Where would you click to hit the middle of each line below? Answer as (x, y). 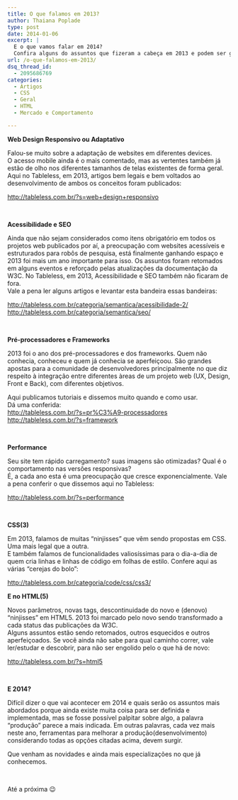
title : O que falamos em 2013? (53, 14)
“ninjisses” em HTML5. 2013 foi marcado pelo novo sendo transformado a (115, 617)
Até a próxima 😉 (32, 789)
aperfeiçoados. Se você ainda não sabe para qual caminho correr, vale (110, 640)
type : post (23, 27)
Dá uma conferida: (34, 404)
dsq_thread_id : (30, 67)
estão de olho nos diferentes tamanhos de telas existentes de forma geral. (116, 168)
